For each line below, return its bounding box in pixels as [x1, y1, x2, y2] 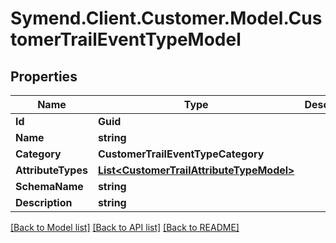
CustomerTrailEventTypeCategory [97, 147, 265, 161]
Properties [10, 68, 78, 85]
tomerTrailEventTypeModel [10, 28, 242, 51]
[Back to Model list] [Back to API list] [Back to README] [10, 222, 240, 233]
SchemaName [15, 180, 84, 193]
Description [15, 196, 73, 209]
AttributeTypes [15, 163, 88, 177]
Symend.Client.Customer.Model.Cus [10, 7, 323, 30]
